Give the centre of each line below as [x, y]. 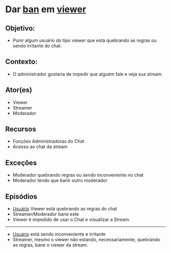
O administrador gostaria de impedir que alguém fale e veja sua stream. [88, 74]
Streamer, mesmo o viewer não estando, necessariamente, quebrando [86, 240]
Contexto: [21, 62]
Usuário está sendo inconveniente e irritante [59, 234]
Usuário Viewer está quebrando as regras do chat [65, 209]
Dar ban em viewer [46, 9]
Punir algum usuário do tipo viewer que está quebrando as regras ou [84, 40]
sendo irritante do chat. [37, 46]
